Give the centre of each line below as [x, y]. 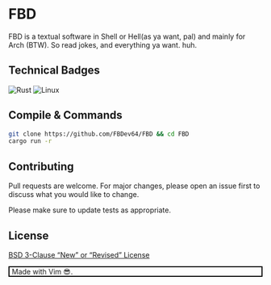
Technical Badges [54, 71]
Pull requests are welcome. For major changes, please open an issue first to [134, 186]
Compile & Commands [65, 115]
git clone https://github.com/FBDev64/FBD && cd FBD [99, 134]
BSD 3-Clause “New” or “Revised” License [79, 254]
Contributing [41, 166]
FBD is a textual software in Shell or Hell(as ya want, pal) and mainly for [127, 36]
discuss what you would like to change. [74, 195]
